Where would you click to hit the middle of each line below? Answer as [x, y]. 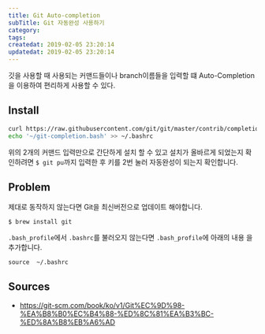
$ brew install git [40, 222]
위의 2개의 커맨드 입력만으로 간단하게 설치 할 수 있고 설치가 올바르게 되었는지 [126, 152]
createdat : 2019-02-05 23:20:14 [61, 45]
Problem [30, 187]
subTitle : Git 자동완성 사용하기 [56, 23]
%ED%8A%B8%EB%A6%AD [67, 322]
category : [24, 30]
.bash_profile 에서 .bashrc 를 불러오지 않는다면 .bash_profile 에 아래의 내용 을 [131, 238]
